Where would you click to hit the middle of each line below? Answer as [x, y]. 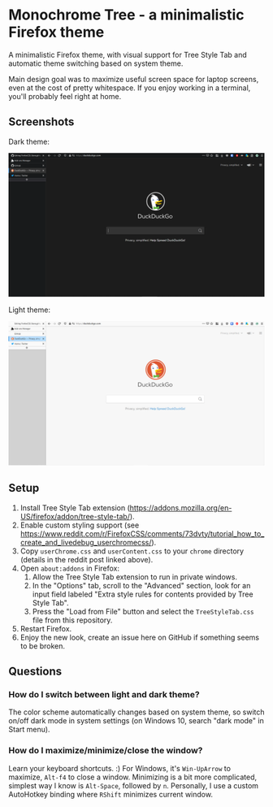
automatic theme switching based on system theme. [96, 63]
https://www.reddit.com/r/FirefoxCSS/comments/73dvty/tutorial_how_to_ [142, 533]
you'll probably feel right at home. [65, 96]
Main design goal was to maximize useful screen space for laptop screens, [134, 79]
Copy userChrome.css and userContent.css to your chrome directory [132, 551]
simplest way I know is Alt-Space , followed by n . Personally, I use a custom [133, 785]
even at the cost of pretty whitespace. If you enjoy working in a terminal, [130, 88]
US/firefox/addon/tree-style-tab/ [75, 516]
